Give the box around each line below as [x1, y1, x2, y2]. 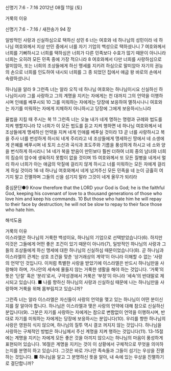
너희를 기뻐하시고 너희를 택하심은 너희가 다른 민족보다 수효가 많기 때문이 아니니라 [5, 50, 166, 56]
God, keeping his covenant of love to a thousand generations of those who [5, 191, 162, 196]
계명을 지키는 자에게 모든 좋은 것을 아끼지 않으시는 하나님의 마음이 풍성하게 [14, 335, 163, 341]
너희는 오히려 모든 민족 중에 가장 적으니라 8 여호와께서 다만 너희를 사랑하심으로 [5, 56, 162, 62]
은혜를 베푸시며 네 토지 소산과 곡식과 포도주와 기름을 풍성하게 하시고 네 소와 [10, 142, 161, 148]
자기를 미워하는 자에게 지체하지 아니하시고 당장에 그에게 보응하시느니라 [10, 105, 152, 111]
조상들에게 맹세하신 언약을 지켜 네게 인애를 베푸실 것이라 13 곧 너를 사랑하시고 [5, 129, 160, 135]
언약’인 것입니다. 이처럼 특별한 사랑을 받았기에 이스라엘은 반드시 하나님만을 [10, 260, 159, 266]
